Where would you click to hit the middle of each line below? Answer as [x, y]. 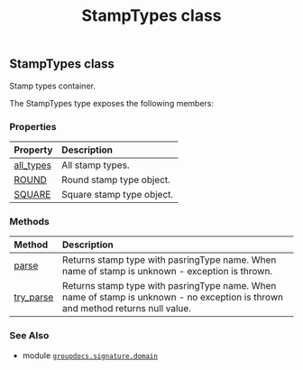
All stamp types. [96, 165]
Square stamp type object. [118, 194]
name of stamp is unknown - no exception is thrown [173, 297]
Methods [29, 221]
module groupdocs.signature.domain [90, 355]
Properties [33, 126]
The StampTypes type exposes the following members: [112, 103]
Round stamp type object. [116, 180]
